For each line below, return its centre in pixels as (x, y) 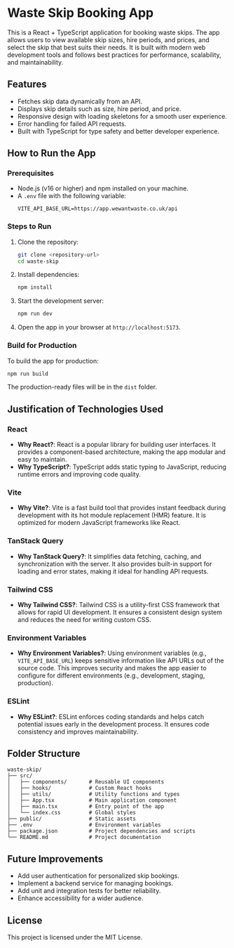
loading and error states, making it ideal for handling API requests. (113, 571)
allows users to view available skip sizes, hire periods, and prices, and (109, 39)
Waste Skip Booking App (81, 13)
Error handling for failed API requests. (72, 124)
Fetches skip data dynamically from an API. (80, 101)
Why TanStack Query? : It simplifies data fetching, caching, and (109, 556)
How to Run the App (51, 154)
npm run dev (35, 314)
